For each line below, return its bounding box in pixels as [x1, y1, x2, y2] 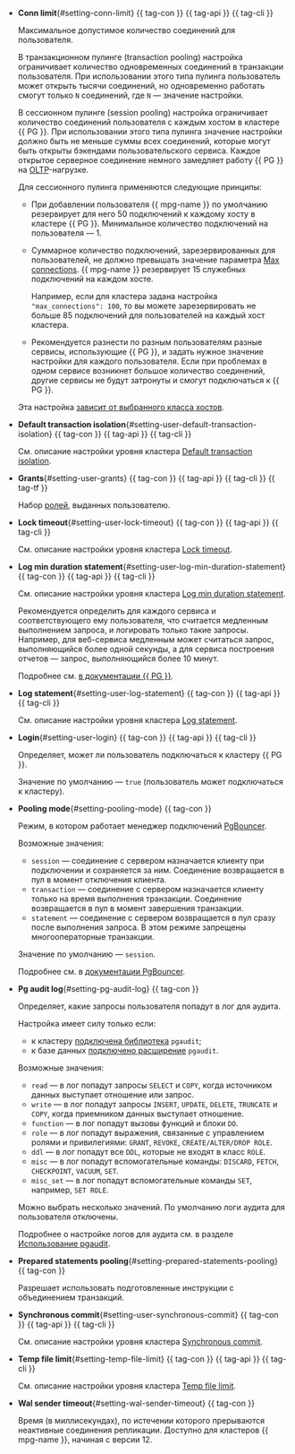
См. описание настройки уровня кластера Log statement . [17, 715, 238, 725]
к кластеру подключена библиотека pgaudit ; [30, 1036, 202, 1046]
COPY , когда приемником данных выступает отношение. [30, 1108, 244, 1119]
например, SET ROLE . [30, 1184, 109, 1195]
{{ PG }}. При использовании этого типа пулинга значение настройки [17, 126, 283, 137]
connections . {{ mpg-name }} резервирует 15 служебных [30, 264, 247, 274]
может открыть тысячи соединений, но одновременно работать [17, 81, 265, 90]
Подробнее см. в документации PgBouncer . [17, 967, 186, 977]
